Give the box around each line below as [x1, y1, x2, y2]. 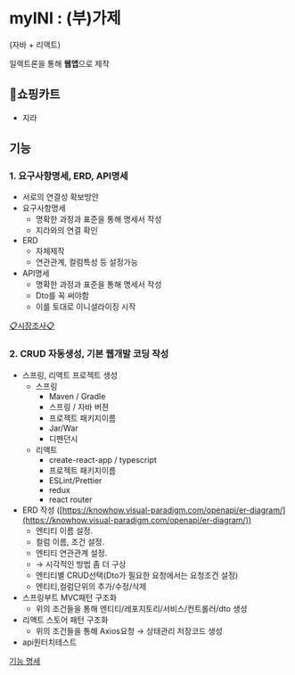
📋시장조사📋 [9, 320, 55, 331]
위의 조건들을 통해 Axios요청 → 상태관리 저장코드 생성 [35, 625, 223, 636]
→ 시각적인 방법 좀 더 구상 [35, 558, 127, 569]
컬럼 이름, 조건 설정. [35, 536, 105, 547]
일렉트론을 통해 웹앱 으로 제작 [9, 58, 110, 69]
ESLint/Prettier [48, 474, 102, 486]
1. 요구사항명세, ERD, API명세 [9, 170, 129, 183]
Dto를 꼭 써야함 [35, 291, 89, 301]
